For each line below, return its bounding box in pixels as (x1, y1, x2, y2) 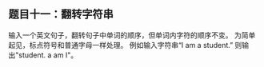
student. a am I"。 (18, 50, 78, 60)
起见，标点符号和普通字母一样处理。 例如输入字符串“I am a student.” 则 (8, 40, 242, 49)
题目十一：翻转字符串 (8, 7, 114, 22)
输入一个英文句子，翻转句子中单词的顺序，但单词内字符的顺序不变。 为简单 (8, 30, 256, 40)
